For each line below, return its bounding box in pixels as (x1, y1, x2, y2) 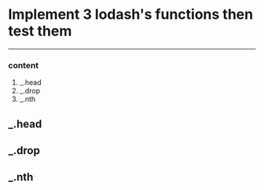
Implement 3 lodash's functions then (8, 5, 254, 24)
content (8, 60, 39, 71)
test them (8, 22, 72, 40)
